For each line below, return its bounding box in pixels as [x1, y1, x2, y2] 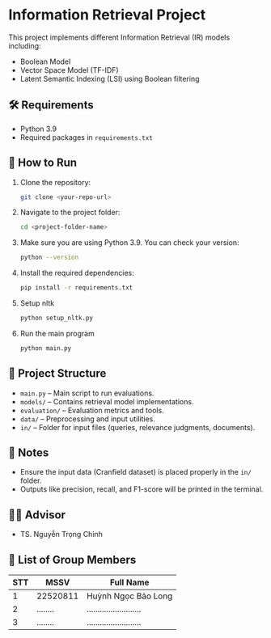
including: [8, 40, 42, 50]
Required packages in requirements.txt [19, 132, 154, 142]
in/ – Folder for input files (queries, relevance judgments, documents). [19, 422, 256, 432]
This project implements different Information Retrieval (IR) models [8, 32, 231, 42]
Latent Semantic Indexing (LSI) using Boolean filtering [19, 74, 200, 83]
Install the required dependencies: [19, 268, 135, 278]
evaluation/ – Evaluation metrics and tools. [19, 405, 164, 415]
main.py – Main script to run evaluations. [19, 388, 155, 398]
